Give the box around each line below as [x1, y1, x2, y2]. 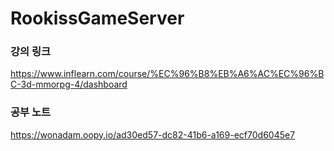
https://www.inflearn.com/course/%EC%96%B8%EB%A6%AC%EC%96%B [10, 68, 325, 80]
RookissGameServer [10, 7, 185, 30]
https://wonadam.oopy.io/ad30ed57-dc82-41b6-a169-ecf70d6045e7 [10, 128, 296, 141]
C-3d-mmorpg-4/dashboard [10, 78, 128, 91]
